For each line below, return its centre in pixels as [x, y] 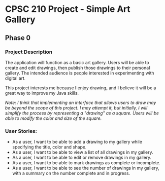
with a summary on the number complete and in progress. [71, 173]
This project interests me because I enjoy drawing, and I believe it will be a [81, 88]
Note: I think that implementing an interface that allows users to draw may [81, 103]
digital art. [15, 78]
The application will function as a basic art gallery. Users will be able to [77, 62]
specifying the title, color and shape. [49, 147]
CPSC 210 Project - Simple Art [68, 9]
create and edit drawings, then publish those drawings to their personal [78, 68]
